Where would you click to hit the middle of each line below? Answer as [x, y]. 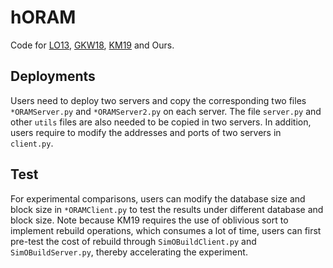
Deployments [53, 76]
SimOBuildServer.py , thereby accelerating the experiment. [129, 252]
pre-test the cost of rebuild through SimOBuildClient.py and [133, 241]
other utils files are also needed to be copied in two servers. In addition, [161, 122]
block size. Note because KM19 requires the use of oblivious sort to [149, 220]
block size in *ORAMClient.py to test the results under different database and [167, 209]
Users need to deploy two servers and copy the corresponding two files [158, 100]
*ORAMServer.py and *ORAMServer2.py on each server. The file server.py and [166, 111]
